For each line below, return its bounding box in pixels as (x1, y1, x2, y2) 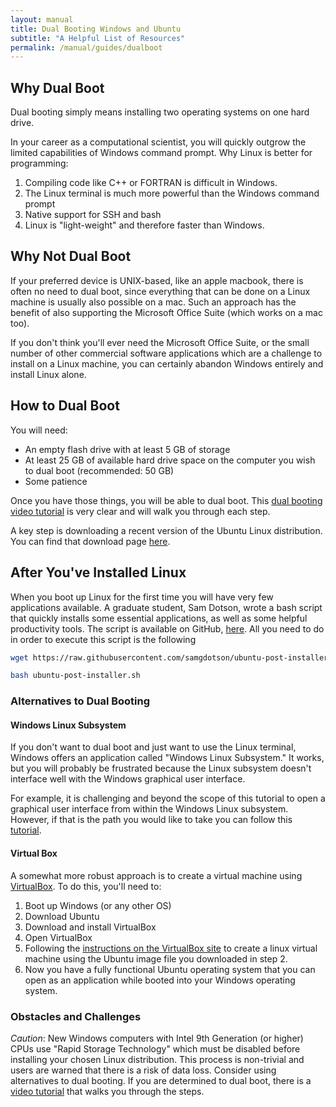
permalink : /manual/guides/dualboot (10, 42, 163, 53)
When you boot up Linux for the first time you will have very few (10, 591, 274, 603)
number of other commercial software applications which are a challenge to (10, 347, 323, 359)
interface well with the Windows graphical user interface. (10, 773, 246, 785)
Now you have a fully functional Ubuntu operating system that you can (24, 963, 316, 975)
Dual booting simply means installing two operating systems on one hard (10, 106, 310, 118)
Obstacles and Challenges (10, 1009, 142, 1023)
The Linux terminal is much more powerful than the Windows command (24, 187, 320, 200)
